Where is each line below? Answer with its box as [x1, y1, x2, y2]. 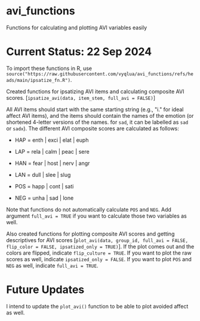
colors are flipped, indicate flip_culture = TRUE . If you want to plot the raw [6, 249, 192, 256]
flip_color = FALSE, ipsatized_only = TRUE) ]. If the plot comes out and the [6, 243, 195, 250]
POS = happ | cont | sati [14, 182, 74, 189]
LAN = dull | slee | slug [14, 171, 71, 178]
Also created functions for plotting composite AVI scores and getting [6, 230, 175, 237]
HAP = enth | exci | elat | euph [14, 136, 89, 143]
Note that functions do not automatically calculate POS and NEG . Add [6, 206, 172, 213]
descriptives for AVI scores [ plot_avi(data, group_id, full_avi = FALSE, [6, 236, 189, 243]
